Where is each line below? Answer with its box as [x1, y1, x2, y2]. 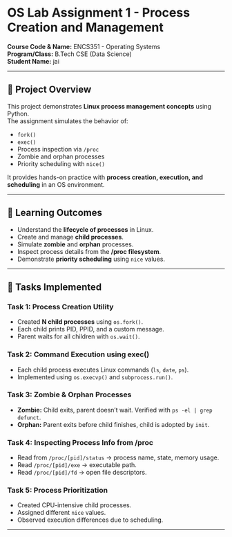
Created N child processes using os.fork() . [17, 318, 144, 326]
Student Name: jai [7, 57, 60, 65]
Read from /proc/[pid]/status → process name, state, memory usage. [17, 453, 220, 462]
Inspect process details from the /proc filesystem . [17, 247, 162, 255]
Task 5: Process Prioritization [7, 486, 108, 495]
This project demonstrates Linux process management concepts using [7, 102, 212, 110]
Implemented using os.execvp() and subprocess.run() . [17, 372, 173, 381]
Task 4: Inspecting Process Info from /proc [7, 437, 154, 447]
